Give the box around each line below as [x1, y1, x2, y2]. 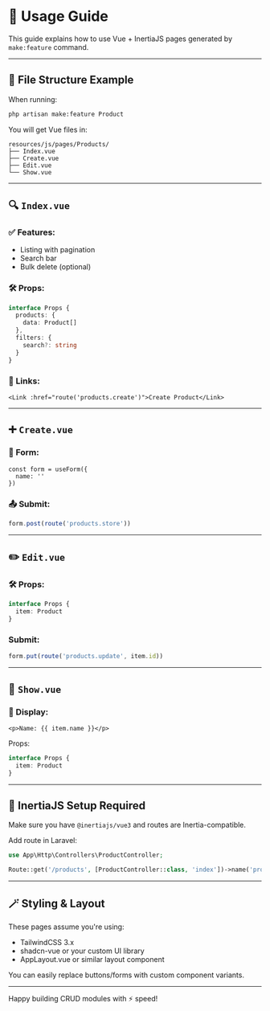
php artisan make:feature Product [8, 110, 125, 118]
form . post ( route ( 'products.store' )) [8, 519, 131, 527]
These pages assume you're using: [8, 922, 125, 931]
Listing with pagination [19, 245, 96, 255]
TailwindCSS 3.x [19, 937, 75, 947]
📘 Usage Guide [8, 7, 108, 26]
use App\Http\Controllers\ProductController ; [8, 851, 163, 859]
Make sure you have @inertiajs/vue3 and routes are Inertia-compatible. [8, 820, 247, 830]
